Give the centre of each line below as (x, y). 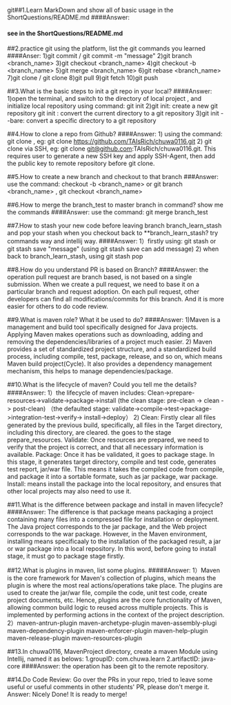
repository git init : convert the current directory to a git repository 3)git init (113, 113)
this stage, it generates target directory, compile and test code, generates (112, 462)
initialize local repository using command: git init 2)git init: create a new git (113, 106)
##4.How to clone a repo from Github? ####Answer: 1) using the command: (115, 134)
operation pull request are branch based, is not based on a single (100, 277)
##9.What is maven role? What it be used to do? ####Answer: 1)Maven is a (114, 320)
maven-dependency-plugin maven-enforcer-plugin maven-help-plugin (108, 631)
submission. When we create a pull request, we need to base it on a (103, 284)
